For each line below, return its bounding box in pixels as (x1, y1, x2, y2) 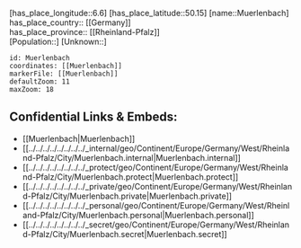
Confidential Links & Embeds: (9, 110, 178, 125)
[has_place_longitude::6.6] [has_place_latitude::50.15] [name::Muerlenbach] (9, 8, 289, 18)
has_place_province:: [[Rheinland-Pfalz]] (9, 27, 160, 37)
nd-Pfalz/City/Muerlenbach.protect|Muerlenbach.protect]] (22, 171, 239, 182)
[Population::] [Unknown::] (9, 36, 108, 47)
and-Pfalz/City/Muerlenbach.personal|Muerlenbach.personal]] (22, 209, 254, 220)
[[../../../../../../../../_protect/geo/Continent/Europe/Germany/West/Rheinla (22, 162, 289, 173)
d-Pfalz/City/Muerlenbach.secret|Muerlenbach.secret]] (22, 228, 227, 239)
